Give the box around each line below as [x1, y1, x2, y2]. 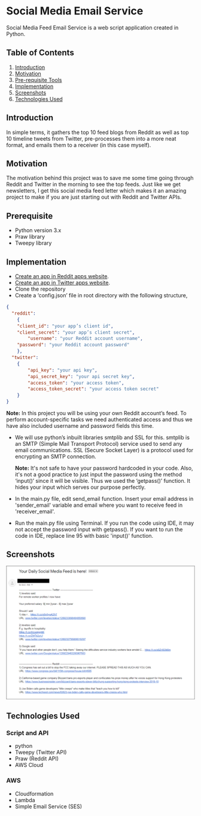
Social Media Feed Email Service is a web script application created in [6, 24, 179, 31]
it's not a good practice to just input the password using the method [14, 471, 182, 478]
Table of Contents [6, 48, 75, 58]
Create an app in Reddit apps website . [14, 273, 109, 279]
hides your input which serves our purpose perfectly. [14, 483, 146, 491]
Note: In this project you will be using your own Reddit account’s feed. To [6, 410, 187, 416]
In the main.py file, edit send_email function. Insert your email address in [14, 495, 194, 502]
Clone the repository [14, 285, 66, 293]
